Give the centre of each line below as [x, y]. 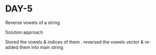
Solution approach [24, 32]
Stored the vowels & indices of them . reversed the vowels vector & [74, 42]
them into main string [41, 47]
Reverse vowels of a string [33, 22]
